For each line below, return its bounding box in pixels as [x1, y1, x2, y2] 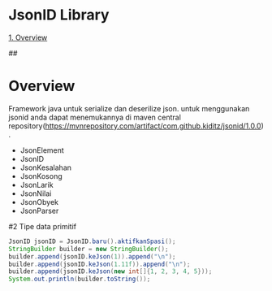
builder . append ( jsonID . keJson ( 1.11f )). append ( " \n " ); [8, 260, 191, 268]
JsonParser [19, 206, 59, 215]
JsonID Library [8, 6, 110, 24]
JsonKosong [19, 171, 63, 180]
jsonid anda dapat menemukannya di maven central [8, 112, 181, 122]
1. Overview [8, 33, 48, 42]
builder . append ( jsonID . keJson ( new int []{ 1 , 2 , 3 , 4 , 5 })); [8, 267, 213, 276]
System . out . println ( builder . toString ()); [8, 275, 151, 284]
